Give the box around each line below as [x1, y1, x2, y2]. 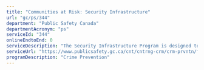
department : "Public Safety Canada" [6, 20, 99, 26]
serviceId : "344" [6, 32, 50, 38]
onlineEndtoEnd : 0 [6, 37, 53, 43]
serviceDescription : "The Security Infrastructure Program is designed [6, 43, 191, 49]
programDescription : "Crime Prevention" [6, 54, 110, 60]
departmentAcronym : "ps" [6, 26, 69, 32]
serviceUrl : [6, 49, 36, 55]
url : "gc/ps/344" [6, 15, 50, 21]
